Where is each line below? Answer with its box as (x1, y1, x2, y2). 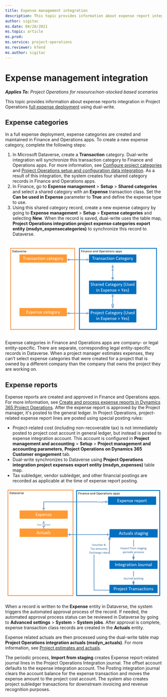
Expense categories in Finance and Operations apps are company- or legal (5, 340, 159, 346)
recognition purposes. (5, 687, 51, 693)
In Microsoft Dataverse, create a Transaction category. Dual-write (12, 152, 148, 158)
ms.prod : (5, 34, 23, 39)
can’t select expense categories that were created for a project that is (5, 356, 148, 362)
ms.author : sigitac (5, 50, 46, 55)
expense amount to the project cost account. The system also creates (5, 676, 149, 682)
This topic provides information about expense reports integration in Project (5, 98, 161, 104)
